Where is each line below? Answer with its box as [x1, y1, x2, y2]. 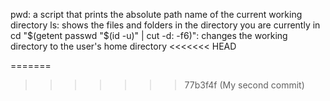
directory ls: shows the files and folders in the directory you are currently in [10, 19, 321, 31]
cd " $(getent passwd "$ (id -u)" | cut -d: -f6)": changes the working [10, 30, 288, 41]
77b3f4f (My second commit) [184, 79, 305, 91]
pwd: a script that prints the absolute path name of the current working [10, 9, 303, 20]
